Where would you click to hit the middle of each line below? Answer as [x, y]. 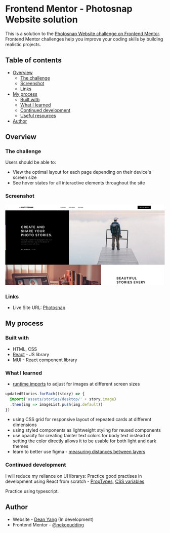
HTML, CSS [25, 349]
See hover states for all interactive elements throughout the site [79, 183]
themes [20, 446]
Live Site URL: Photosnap [39, 308]
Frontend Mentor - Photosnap [69, 9]
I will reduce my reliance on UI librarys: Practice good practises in [74, 476]
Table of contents [33, 61]
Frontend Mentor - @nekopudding [48, 524]
